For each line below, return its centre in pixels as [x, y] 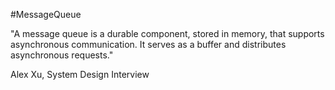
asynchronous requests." [62, 55]
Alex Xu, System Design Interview [80, 74]
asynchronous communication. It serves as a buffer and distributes [148, 44]
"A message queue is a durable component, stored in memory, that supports [167, 33]
